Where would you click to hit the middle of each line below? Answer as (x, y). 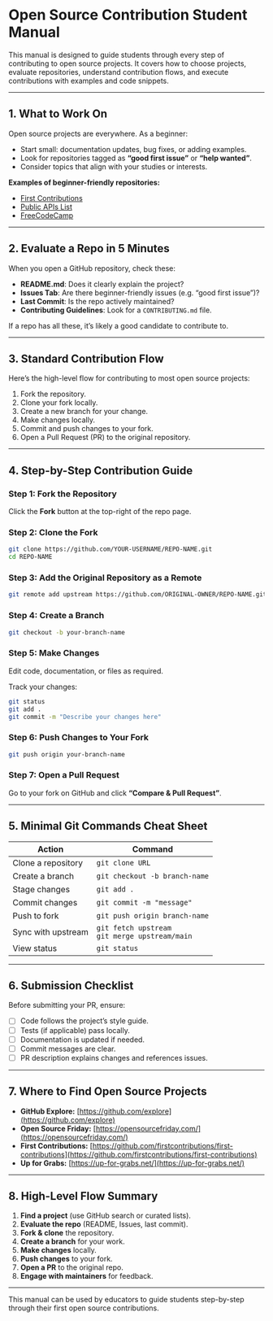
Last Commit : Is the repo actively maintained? (97, 301)
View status (35, 948)
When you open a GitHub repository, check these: (92, 268)
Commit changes (45, 902)
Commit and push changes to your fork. (87, 429)
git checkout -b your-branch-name (67, 632)
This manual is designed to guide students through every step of (117, 54)
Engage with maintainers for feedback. (87, 1276)
